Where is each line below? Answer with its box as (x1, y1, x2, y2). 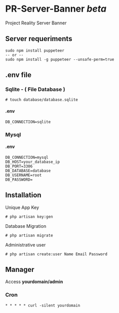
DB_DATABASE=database (5, 168, 51, 173)
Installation (5, 191, 42, 199)
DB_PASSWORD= (5, 177, 33, 182)
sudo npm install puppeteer (5, 48, 65, 53)
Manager (5, 265, 34, 274)
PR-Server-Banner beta (5, 3, 107, 15)
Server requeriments (5, 34, 72, 43)
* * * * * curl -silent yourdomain (5, 303, 81, 308)
